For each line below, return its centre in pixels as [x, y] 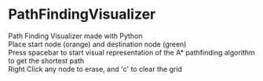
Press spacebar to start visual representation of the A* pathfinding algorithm [131, 52]
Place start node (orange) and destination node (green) [97, 44]
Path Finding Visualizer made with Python [75, 36]
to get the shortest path [46, 61]
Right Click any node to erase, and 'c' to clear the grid [95, 69]
